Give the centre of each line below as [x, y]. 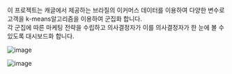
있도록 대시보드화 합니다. [41, 36]
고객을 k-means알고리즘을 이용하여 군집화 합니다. [75, 19]
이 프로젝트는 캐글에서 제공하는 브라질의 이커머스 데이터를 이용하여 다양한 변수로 [116, 10]
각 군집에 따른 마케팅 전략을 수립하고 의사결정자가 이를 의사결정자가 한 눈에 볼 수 [116, 27]
